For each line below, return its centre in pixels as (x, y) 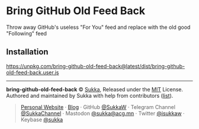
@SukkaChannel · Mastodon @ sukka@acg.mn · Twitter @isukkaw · (102, 113)
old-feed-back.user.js (33, 72)
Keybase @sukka (42, 120)
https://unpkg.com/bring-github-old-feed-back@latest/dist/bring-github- (96, 66)
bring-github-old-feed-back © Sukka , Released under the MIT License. (95, 89)
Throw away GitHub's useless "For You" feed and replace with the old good (98, 27)
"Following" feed (27, 33)
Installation (27, 52)
